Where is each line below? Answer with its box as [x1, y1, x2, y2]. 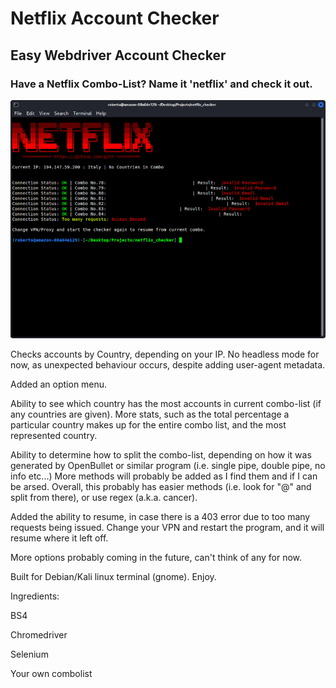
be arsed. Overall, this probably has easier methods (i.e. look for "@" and [10, 481, 312, 493]
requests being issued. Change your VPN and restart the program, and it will [10, 522, 325, 534]
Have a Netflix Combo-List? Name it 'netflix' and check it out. [10, 77, 313, 91]
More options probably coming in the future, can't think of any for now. [10, 552, 303, 564]
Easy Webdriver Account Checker [10, 47, 227, 64]
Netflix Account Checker [10, 7, 220, 30]
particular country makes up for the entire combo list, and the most [10, 419, 287, 431]
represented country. [10, 430, 98, 442]
